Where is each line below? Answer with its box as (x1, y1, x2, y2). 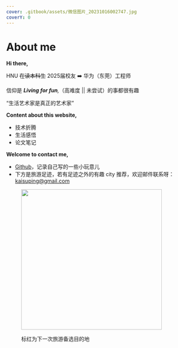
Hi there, (6, 60, 29, 67)
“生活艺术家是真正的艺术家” (6, 99, 74, 107)
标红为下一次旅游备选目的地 (21, 335, 90, 343)
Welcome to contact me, (6, 151, 69, 158)
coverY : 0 (6, 14, 31, 20)
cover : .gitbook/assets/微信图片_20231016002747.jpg (6, 8, 137, 15)
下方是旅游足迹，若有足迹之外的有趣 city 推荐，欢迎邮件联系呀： (14, 171, 174, 178)
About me (6, 40, 56, 54)
